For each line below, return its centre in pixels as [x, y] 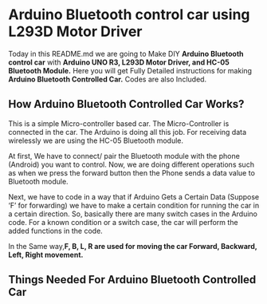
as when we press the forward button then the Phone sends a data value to [132, 172]
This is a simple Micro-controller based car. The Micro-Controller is [119, 123]
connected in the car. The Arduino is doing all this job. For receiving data [128, 132]
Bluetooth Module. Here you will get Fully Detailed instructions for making [130, 70]
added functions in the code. [56, 231]
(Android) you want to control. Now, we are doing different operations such [132, 164]
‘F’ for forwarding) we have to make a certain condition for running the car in [134, 205]
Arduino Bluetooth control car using [129, 15]
